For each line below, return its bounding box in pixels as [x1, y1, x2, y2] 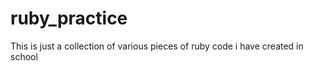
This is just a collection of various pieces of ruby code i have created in [10, 40, 304, 52]
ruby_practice [10, 7, 128, 30]
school [10, 50, 38, 62]
